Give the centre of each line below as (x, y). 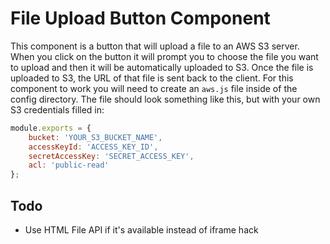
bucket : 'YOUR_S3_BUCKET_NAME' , (95, 137)
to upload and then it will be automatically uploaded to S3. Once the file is (162, 67)
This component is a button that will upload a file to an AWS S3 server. (155, 46)
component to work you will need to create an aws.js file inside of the (154, 88)
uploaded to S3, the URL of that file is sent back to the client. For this (152, 78)
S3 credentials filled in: (57, 109)
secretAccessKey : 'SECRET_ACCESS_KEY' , (111, 156)
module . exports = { (51, 128)
